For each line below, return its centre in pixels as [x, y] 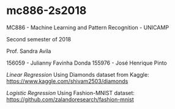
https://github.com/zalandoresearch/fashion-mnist [70, 99]
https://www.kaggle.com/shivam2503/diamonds [67, 81]
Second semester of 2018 [39, 39]
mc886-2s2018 [47, 11]
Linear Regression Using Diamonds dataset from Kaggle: [78, 74]
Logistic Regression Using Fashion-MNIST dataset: [70, 93]
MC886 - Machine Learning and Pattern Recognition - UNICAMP [88, 27]
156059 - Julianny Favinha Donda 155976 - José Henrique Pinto [87, 63]
